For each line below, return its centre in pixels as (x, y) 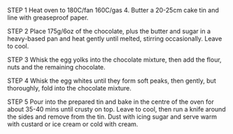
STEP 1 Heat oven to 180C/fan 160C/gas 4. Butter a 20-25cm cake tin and (113, 10)
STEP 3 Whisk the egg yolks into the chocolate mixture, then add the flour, (114, 60)
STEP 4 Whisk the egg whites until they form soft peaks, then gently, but (112, 81)
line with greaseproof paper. (48, 18)
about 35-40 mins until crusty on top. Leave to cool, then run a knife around (116, 109)
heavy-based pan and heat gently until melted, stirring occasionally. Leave (115, 39)
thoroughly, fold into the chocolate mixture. (69, 88)
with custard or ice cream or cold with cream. (73, 124)
